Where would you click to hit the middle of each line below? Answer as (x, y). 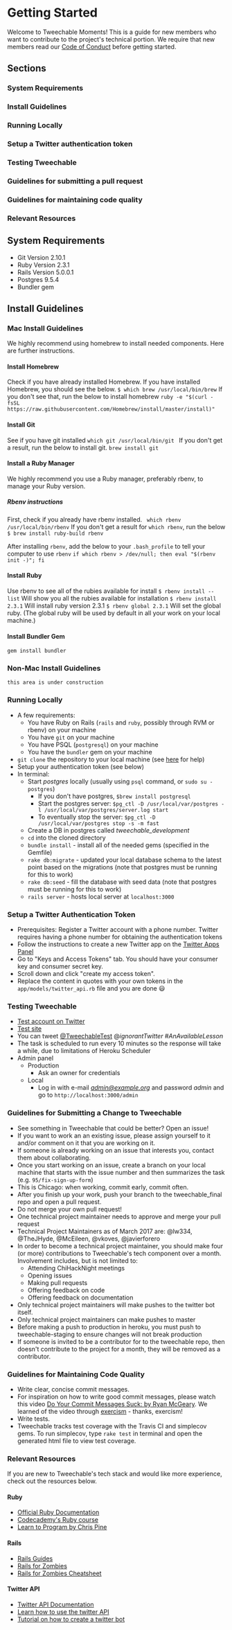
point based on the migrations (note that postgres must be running (123, 867)
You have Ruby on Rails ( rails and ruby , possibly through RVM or (121, 723)
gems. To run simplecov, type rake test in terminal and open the (110, 1433)
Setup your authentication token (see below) (80, 766)
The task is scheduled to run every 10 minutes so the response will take (119, 1043)
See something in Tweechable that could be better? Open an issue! (113, 1128)
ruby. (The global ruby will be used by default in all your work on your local (114, 613)
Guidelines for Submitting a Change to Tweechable (95, 1113)
